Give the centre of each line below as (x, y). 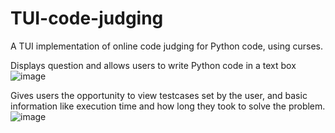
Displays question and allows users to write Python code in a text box (153, 65)
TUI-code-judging (87, 18)
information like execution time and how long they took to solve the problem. (168, 106)
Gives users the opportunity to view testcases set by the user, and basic (159, 95)
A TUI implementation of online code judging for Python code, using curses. (167, 46)
